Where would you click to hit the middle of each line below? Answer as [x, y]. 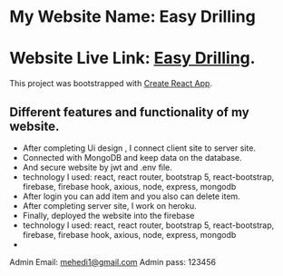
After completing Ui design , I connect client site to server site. [139, 148]
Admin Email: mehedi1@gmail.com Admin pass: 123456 [112, 261]
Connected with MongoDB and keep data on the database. [132, 157]
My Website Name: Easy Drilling [132, 17]
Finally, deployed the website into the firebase [108, 215]
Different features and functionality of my [129, 112]
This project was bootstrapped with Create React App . [111, 84]
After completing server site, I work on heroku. [109, 205]
